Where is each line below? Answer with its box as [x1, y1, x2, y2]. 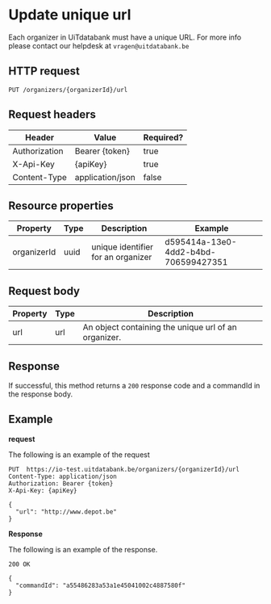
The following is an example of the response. [8, 544, 158, 554]
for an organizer [91, 252, 152, 263]
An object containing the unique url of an [82, 321, 237, 333]
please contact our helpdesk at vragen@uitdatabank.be [8, 40, 190, 50]
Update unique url [8, 6, 131, 24]
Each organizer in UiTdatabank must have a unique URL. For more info [8, 32, 242, 42]
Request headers [8, 107, 97, 122]
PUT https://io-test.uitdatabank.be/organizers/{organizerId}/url [8, 465, 240, 473]
